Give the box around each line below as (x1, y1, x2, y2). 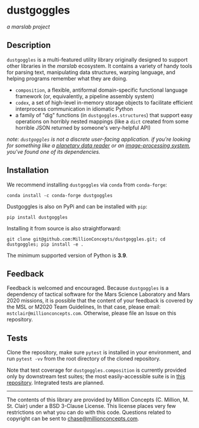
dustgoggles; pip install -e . (6, 241, 84, 247)
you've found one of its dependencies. (6, 148, 101, 155)
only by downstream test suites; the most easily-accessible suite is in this (6, 373, 185, 380)
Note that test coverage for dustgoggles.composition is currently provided (6, 366, 187, 374)
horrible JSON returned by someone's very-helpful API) (15, 124, 151, 131)
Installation (6, 165, 49, 175)
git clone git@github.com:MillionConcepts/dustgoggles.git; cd (6, 236, 166, 242)
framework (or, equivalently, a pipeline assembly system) (15, 92, 155, 99)
